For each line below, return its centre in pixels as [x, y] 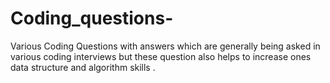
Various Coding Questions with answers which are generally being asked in [165, 46]
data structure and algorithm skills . [83, 67]
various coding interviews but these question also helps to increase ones [161, 56]
